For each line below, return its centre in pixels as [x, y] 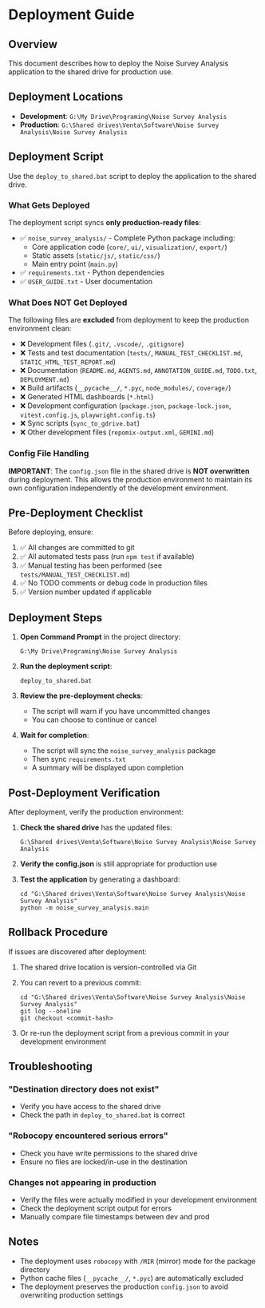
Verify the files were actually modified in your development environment [138, 1200]
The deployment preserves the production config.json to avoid [124, 1286]
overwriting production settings [71, 1294]
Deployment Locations [66, 97]
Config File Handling [49, 454]
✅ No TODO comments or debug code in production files [113, 583]
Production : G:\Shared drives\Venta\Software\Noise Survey [119, 125]
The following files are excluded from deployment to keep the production [129, 320]
